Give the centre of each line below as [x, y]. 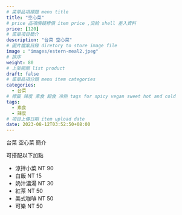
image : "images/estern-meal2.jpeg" [52, 51]
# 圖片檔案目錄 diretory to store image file [62, 46]
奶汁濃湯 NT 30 [34, 184]
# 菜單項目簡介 [23, 35]
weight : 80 [20, 62]
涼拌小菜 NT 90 [34, 168]
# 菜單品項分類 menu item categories [51, 79]
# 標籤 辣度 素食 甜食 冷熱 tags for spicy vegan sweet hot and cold [91, 96]
